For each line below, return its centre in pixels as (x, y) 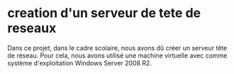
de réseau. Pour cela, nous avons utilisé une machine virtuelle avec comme (117, 55)
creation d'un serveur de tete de (104, 13)
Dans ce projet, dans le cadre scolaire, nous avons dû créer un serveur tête (117, 48)
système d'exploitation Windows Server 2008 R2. (80, 63)
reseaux (32, 28)
